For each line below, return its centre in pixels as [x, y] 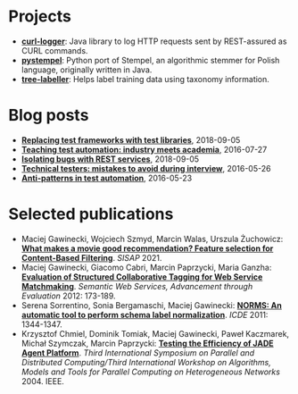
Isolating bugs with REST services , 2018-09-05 [110, 159]
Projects [40, 17]
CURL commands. [54, 50]
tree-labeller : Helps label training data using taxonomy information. [145, 79]
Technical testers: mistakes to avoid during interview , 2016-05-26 [146, 168]
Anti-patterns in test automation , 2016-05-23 [107, 178]
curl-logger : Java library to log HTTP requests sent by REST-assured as [154, 41]
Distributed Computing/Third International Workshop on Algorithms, [146, 362]
